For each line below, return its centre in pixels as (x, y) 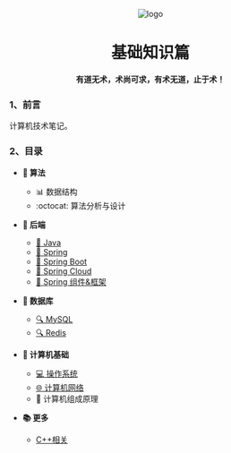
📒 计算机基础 (46, 355)
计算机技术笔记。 (41, 126)
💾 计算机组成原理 (67, 398)
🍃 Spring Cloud (64, 271)
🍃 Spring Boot (61, 261)
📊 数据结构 (56, 192)
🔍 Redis (51, 332)
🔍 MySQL (54, 319)
